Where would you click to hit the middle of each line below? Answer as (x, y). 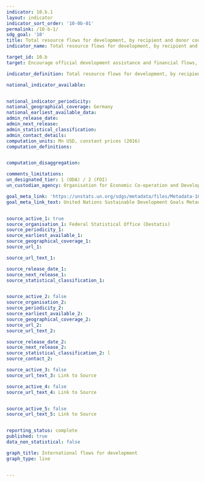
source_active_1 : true (35, 218)
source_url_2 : (24, 325)
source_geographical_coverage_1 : (49, 241)
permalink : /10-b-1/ (33, 29)
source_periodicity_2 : (35, 308)
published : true (27, 436)
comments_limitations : (35, 174)
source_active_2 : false (37, 297)
